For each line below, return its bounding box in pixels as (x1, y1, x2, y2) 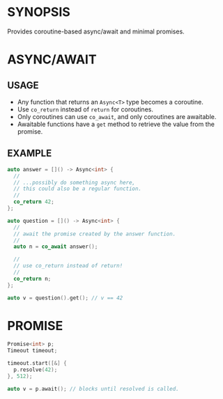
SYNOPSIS (7, 4, 71, 20)
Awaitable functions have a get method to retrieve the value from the (17, 120, 215, 128)
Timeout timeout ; (7, 347, 58, 354)
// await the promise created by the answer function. (13, 230, 176, 237)
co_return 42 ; (13, 198, 54, 205)
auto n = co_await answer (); (13, 243, 98, 251)
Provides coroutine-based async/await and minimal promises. (7, 27, 185, 36)
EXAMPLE (7, 148, 52, 159)
